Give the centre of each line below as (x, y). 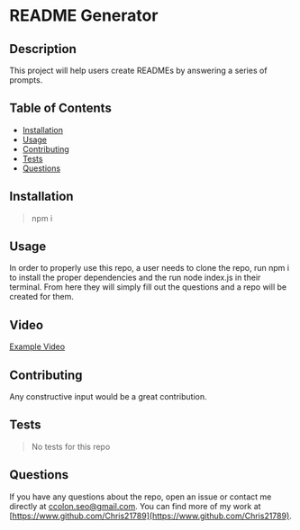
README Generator (84, 16)
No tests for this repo (71, 446)
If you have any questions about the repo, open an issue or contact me (141, 497)
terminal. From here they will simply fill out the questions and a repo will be (148, 287)
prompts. (26, 80)
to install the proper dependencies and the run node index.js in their (135, 278)
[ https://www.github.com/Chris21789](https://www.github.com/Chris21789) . (151, 516)
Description (43, 49)
